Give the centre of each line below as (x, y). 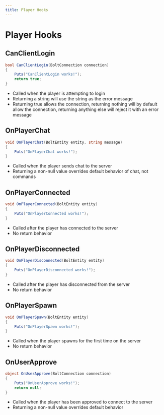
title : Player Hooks (27, 10)
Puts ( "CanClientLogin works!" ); (48, 74)
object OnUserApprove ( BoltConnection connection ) (58, 374)
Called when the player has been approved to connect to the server (83, 402)
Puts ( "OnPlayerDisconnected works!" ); (55, 270)
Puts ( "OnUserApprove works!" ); (47, 383)
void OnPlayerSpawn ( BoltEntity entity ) (47, 317)
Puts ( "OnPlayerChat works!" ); (46, 152)
